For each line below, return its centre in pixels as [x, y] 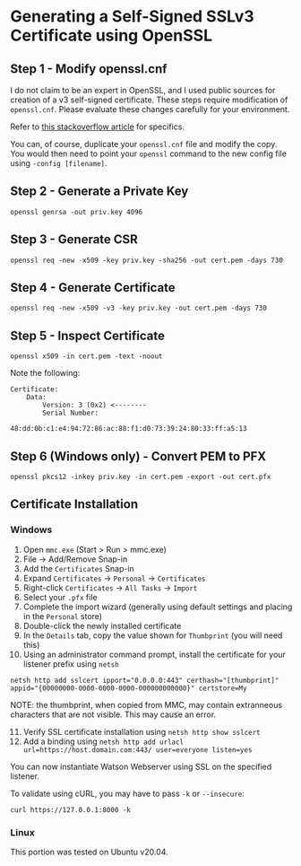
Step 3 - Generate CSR [74, 240]
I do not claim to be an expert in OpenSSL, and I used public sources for [143, 90]
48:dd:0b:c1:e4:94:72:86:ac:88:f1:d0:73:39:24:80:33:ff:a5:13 [129, 429]
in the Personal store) [62, 616]
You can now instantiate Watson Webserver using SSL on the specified [141, 766]
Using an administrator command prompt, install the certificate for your [154, 654]
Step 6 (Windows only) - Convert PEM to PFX [138, 456]
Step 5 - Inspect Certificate [87, 335]
